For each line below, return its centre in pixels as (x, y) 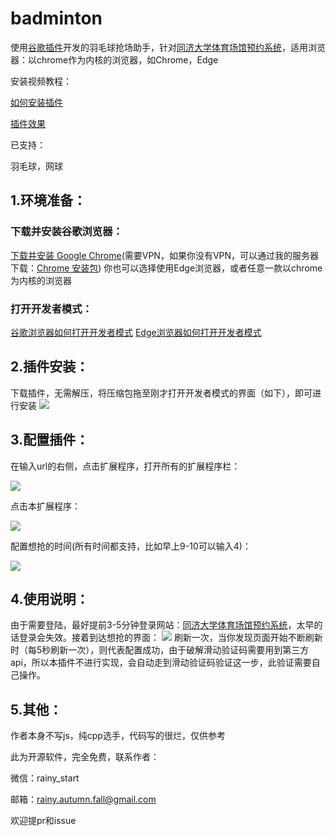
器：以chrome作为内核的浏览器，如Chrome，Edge (114, 59)
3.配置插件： (50, 440)
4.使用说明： (50, 598)
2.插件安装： (50, 367)
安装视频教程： (41, 81)
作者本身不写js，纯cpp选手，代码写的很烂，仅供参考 (118, 736)
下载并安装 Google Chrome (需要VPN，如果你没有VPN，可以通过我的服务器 (165, 255)
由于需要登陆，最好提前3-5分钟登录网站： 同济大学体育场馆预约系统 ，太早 (162, 625)
